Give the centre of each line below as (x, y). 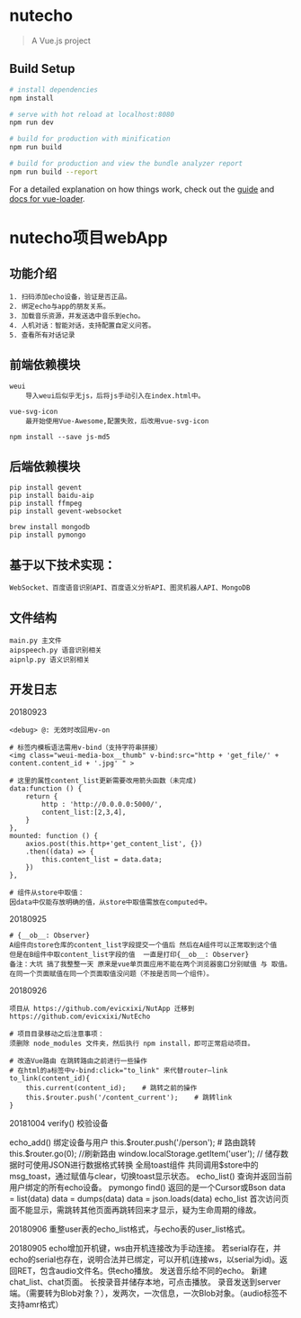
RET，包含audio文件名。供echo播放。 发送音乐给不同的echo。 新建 (142, 1270)
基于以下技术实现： (62, 565)
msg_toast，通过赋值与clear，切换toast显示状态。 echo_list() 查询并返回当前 (151, 1176)
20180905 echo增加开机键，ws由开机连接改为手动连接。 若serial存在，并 (145, 1248)
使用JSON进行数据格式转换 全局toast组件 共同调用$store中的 (146, 1165)
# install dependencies (54, 90)
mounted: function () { (54, 835)
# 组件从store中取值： (47, 892)
